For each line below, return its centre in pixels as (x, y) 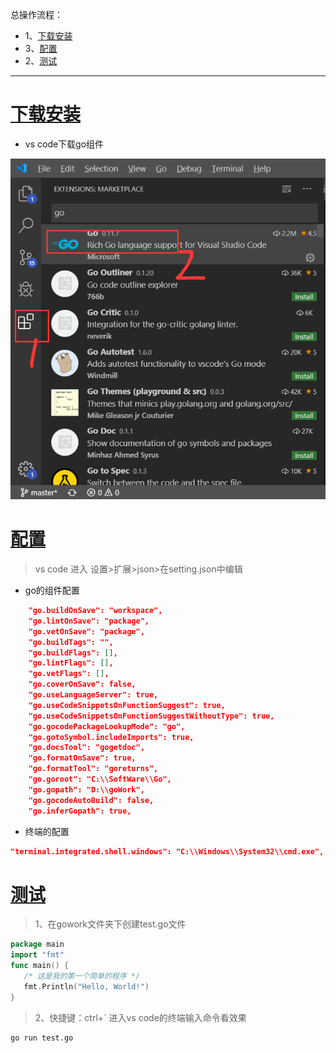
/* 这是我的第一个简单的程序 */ (82, 976)
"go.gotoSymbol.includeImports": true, (111, 737)
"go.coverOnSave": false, (82, 684)
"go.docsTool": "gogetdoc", (86, 748)
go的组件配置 (52, 590)
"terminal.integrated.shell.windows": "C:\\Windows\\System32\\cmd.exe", (167, 851)
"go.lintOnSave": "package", (89, 621)
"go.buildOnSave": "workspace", (95, 611)
